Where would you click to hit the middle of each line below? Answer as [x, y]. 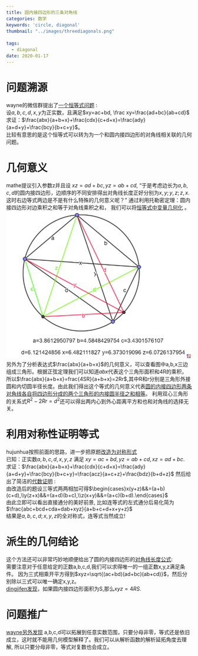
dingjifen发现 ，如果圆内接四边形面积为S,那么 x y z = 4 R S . [74, 589]
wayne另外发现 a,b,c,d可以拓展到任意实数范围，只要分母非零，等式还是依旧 [98, 632]
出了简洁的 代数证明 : [31, 481]
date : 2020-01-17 [27, 56]
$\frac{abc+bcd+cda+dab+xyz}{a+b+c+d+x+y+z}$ [69, 509]
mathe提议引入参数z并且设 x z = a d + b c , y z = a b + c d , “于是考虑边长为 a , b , [97, 185]
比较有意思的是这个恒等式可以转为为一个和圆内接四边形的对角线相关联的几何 [99, 134]
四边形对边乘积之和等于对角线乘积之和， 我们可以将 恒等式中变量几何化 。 [100, 207]
